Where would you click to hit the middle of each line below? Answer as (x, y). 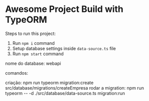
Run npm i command (33, 43)
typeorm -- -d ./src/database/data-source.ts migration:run (65, 93)
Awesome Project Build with (64, 9)
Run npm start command (38, 54)
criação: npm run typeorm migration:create (49, 83)
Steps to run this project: (30, 33)
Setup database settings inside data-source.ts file (64, 48)
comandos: (17, 73)
